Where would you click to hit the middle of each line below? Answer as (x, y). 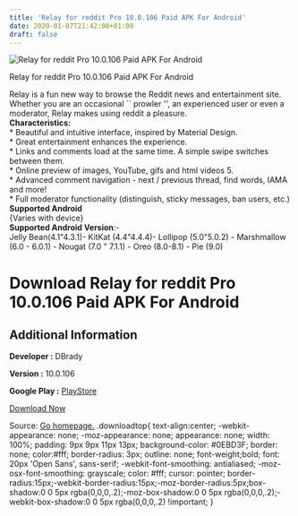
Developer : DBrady (46, 357)
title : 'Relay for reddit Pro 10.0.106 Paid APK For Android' (128, 17)
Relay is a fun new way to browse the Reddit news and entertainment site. (145, 94)
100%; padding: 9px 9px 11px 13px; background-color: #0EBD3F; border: (144, 445)
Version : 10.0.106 (42, 374)
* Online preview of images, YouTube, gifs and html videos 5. (122, 170)
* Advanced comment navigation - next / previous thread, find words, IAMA (149, 180)
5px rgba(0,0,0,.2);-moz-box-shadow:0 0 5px (139, 493)
